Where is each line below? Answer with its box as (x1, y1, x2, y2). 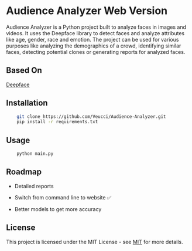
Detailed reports (14, 182, 54, 189)
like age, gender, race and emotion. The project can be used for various (6, 36, 179, 43)
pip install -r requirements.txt (16, 119, 98, 125)
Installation (6, 98, 48, 108)
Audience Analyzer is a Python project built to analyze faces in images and (6, 23, 186, 30)
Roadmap (6, 167, 42, 177)
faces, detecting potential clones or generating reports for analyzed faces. (6, 48, 186, 55)
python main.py (16, 151, 54, 157)
